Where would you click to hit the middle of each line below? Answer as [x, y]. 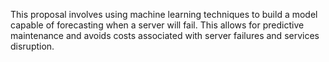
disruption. [32, 46]
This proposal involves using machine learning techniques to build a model [164, 14]
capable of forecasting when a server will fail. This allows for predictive [157, 25]
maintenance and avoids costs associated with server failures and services [165, 35]
